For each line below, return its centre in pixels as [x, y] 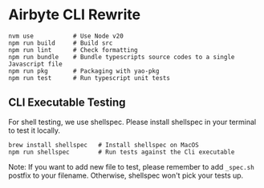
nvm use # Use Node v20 [66, 36]
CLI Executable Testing [67, 103]
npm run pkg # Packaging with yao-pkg [84, 71]
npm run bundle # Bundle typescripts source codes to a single [122, 57]
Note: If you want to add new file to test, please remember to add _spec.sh [131, 166]
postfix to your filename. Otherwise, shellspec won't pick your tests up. [126, 175]
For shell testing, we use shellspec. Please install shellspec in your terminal [132, 122]
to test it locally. [35, 130]
